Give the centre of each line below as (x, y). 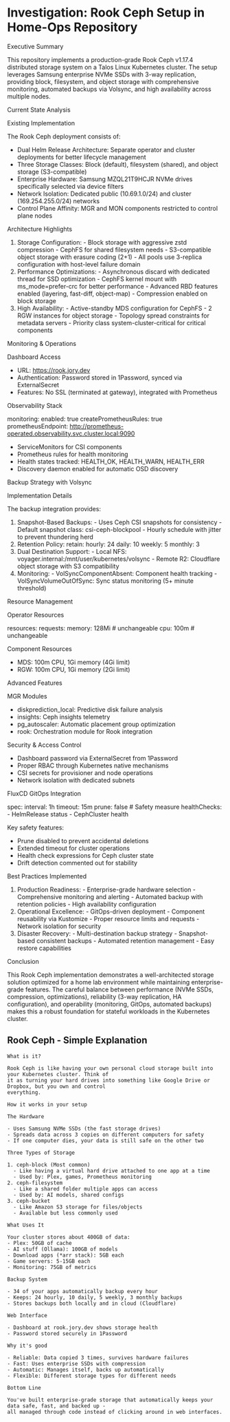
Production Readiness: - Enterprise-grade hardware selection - (106, 889)
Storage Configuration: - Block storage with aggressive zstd (102, 242)
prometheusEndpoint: (38, 426)
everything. (24, 1092)
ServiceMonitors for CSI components (69, 446)
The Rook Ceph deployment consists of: (64, 136)
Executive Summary (35, 46)
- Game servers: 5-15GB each (49, 1261)
